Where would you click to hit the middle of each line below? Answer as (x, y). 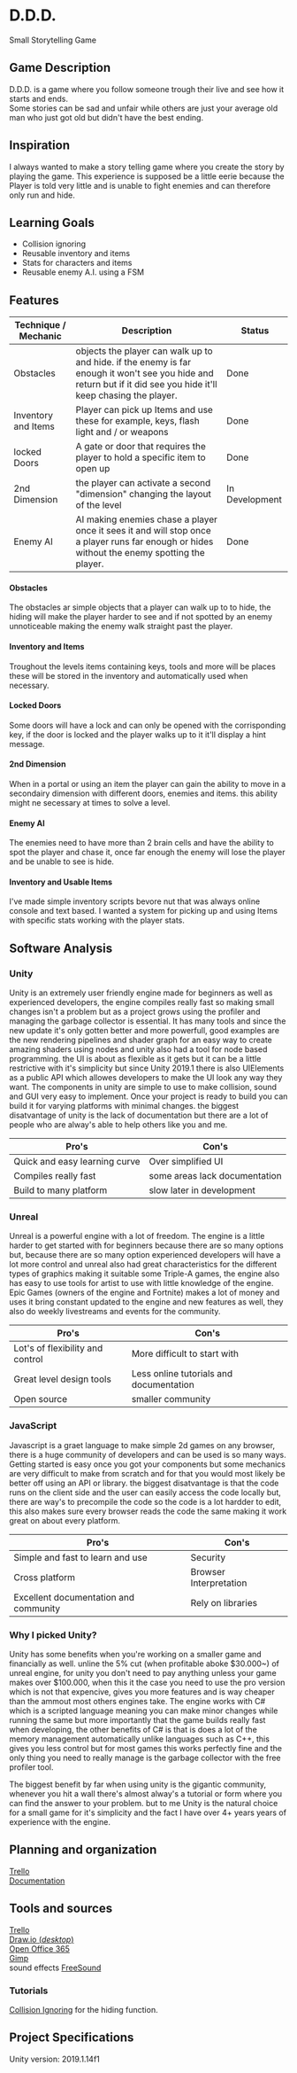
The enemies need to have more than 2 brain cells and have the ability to (141, 843)
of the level (99, 505)
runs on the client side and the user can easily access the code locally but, (145, 1492)
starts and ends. (39, 98)
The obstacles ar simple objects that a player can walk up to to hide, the (140, 607)
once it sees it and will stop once (144, 531)
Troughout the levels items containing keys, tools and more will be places (142, 666)
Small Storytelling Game (53, 40)
